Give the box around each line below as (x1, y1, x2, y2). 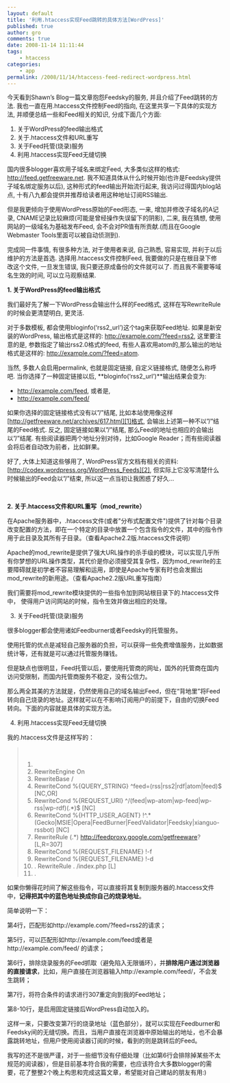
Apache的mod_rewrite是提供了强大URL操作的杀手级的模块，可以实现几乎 (7, 548, 214, 557)
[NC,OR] (34, 789, 58, 798)
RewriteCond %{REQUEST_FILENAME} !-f (34, 848, 153, 856)
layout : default (7, 10, 53, 17)
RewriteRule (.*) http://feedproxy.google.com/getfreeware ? (34, 833, 201, 841)
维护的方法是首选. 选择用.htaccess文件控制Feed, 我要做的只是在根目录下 (7, 254, 212, 262)
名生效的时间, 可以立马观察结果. (7, 271, 97, 279)
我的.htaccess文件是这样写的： (7, 733, 94, 741)
